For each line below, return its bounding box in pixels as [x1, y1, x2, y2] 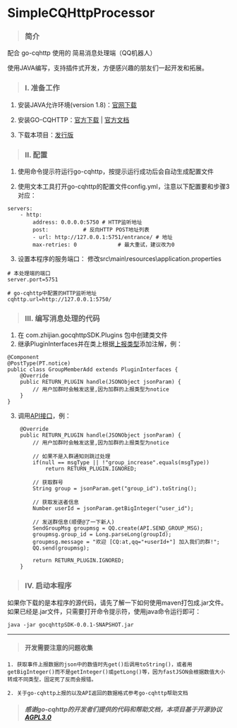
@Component [7, 354, 39, 361]
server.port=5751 [7, 277, 59, 284]
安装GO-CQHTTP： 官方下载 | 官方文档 [17, 115, 130, 124]
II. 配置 [24, 150, 48, 159]
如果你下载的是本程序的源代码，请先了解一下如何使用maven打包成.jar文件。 [7, 598, 228, 607]
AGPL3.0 [24, 713, 51, 722]
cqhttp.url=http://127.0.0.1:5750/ [7, 296, 112, 303]
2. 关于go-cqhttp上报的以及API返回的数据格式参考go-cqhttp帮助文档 [7, 689, 188, 696]
